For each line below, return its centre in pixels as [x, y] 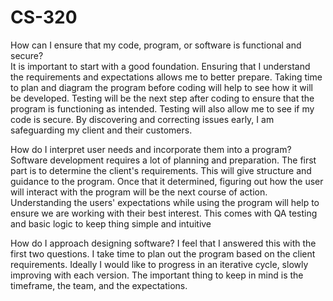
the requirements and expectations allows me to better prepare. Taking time [166, 77]
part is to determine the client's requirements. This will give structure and [161, 170]
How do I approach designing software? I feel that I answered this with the [163, 243]
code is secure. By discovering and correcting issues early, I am [142, 119]
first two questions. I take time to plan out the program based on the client [163, 253]
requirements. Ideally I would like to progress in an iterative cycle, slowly [159, 264]
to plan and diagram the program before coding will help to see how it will [161, 87]
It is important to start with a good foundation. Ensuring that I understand [160, 66]
